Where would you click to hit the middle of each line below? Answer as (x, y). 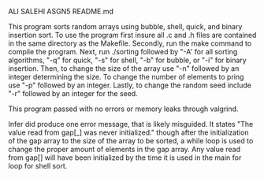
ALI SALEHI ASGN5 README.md (61, 11)
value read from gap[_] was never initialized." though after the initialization (129, 132)
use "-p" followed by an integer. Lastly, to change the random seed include (130, 85)
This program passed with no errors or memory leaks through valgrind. (123, 109)
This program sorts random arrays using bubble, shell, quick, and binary (125, 26)
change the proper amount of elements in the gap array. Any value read (125, 149)
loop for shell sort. (38, 166)
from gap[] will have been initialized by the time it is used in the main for (125, 158)
